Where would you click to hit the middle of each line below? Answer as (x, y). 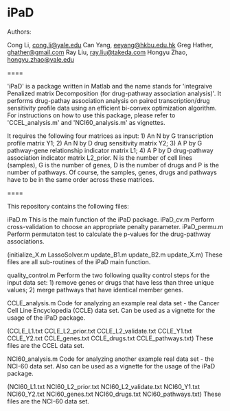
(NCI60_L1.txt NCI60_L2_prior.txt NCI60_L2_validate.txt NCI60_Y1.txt (104, 386)
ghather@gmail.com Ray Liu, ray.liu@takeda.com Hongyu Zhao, (97, 52)
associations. (26, 241)
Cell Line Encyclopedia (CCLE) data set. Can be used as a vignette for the (111, 310)
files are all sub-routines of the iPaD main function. (79, 261)
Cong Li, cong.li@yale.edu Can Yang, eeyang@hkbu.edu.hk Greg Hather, (110, 45)
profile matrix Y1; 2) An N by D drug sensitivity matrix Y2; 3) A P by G (105, 143)
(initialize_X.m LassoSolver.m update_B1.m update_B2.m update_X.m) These (115, 255)
